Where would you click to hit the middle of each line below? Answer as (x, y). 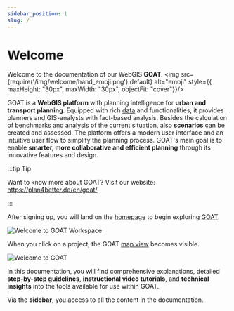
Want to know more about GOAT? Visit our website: (82, 183)
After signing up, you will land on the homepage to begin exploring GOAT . (113, 217)
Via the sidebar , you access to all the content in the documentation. (105, 300)
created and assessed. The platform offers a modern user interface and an (115, 133)
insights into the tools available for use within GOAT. (83, 286)
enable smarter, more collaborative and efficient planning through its (109, 147)
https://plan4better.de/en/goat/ (52, 190)
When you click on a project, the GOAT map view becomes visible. (103, 244)
